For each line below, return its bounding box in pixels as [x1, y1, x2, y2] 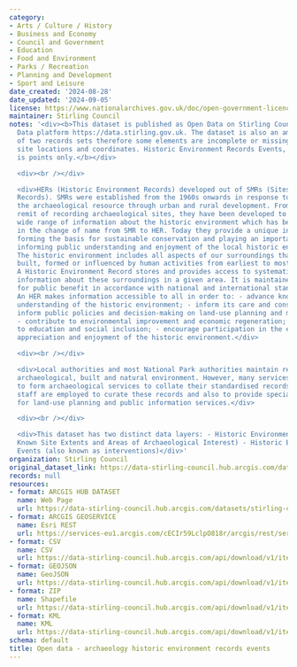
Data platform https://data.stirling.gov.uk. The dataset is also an [17, 128, 278, 137]
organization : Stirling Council [9, 454, 128, 463]
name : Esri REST [17, 520, 77, 530]
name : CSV [17, 546, 53, 555]
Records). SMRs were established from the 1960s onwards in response [17, 193, 278, 202]
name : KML [17, 619, 53, 629]
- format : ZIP [9, 586, 62, 595]
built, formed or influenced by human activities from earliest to [17, 259, 271, 268]
